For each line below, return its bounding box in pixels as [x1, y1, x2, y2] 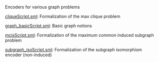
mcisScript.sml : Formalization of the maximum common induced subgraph [5, 32, 154, 38]
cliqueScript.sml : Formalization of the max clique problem [5, 14, 121, 19]
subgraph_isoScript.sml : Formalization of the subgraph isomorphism [5, 47, 142, 52]
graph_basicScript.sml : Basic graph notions [5, 23, 92, 29]
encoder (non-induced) [5, 52, 52, 58]
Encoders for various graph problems [5, 4, 80, 10]
